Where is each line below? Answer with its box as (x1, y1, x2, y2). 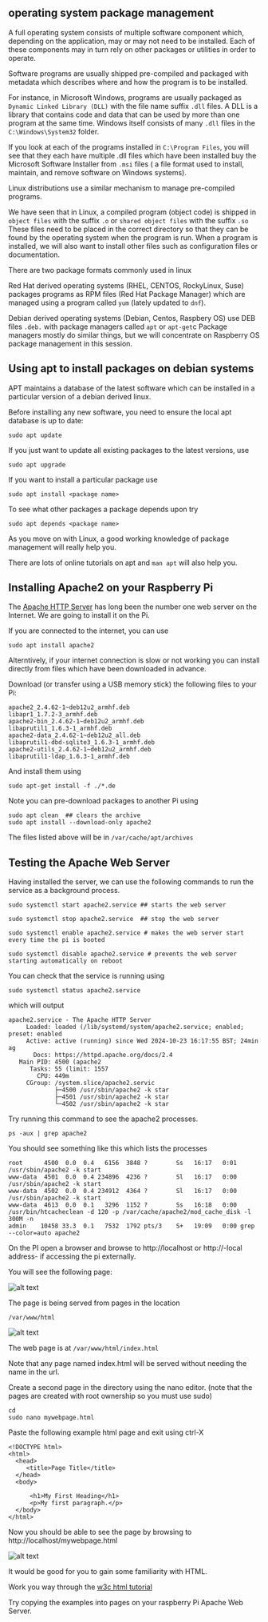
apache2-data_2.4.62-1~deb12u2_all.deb (8, 731, 141, 739)
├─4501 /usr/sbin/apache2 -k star (54, 1093, 170, 1101)
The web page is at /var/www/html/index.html (8, 1344, 160, 1353)
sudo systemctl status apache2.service (8, 987, 141, 995)
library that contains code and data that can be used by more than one (8, 110, 240, 119)
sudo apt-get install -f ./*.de (8, 782, 116, 791)
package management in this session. (8, 338, 133, 348)
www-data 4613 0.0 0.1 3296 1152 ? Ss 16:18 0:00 (8, 1201, 238, 1209)
